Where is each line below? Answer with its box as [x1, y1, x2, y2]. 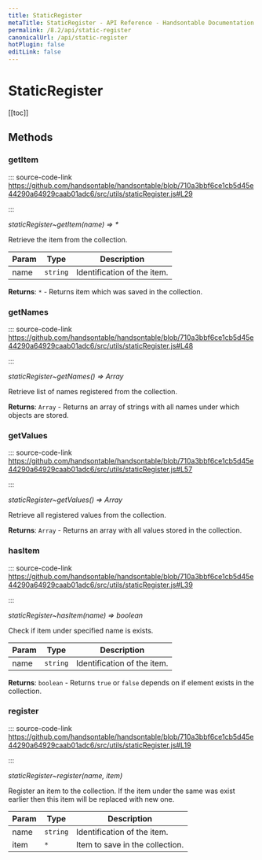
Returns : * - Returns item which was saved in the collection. [8, 286, 203, 296]
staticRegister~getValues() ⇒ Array [8, 495, 123, 504]
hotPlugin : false [8, 41, 65, 49]
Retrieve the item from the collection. [8, 234, 128, 244]
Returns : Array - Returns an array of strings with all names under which [8, 402, 240, 412]
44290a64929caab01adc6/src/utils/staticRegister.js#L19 [8, 740, 191, 750]
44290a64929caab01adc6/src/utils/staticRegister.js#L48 [8, 341, 194, 350]
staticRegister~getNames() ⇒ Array [8, 371, 124, 381]
